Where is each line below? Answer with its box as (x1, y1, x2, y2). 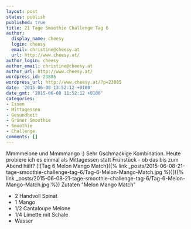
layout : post (6, 8, 38, 15)
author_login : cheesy (6, 57, 59, 63)
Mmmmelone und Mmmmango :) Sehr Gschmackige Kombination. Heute (6, 150, 181, 157)
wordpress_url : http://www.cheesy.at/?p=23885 (6, 80, 122, 86)
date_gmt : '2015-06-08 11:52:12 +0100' (6, 90, 104, 96)
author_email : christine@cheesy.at (6, 63, 93, 69)
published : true (6, 19, 46, 25)
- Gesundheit (6, 112, 38, 118)
